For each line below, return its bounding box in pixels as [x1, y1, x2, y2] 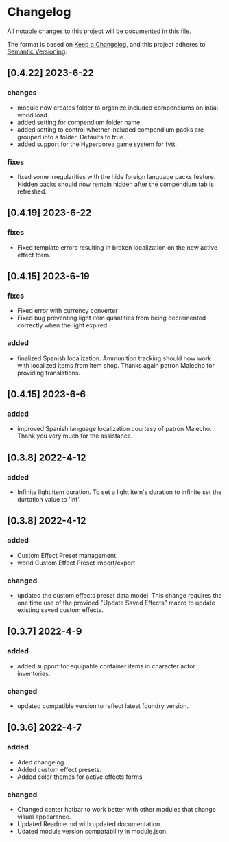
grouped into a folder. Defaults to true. [16, 132, 125, 141]
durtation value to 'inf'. [16, 495, 81, 503]
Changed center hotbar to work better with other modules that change [16, 805, 216, 813]
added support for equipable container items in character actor [16, 662, 195, 670]
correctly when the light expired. [16, 321, 110, 329]
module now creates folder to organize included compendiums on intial [16, 104, 218, 112]
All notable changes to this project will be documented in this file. [7, 27, 192, 35]
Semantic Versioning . [7, 47, 67, 56]
